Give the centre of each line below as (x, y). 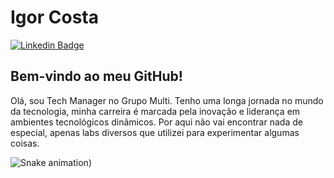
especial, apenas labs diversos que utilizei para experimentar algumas (155, 132)
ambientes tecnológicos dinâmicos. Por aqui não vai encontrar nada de (156, 122)
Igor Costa (54, 17)
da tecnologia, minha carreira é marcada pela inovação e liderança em (155, 111)
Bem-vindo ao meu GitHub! (96, 76)
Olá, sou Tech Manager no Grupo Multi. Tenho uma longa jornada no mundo (167, 100)
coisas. (25, 143)
